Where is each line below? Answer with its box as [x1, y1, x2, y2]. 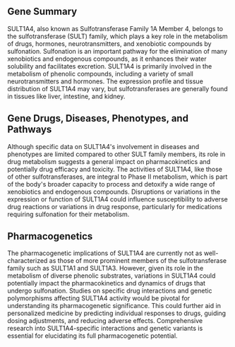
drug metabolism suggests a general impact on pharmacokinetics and [7, 157, 211, 165]
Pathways [7, 124, 52, 136]
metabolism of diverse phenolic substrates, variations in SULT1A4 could [7, 271, 216, 280]
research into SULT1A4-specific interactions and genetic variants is [7, 324, 203, 333]
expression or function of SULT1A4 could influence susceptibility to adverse [7, 194, 228, 204]
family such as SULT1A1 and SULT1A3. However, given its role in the [7, 264, 204, 273]
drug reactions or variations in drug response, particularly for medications [7, 202, 222, 211]
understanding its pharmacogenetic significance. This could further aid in [7, 302, 221, 310]
